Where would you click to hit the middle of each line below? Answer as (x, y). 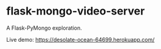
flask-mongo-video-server (76, 11)
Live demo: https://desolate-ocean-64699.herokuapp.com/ (80, 39)
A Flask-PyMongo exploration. (44, 28)
